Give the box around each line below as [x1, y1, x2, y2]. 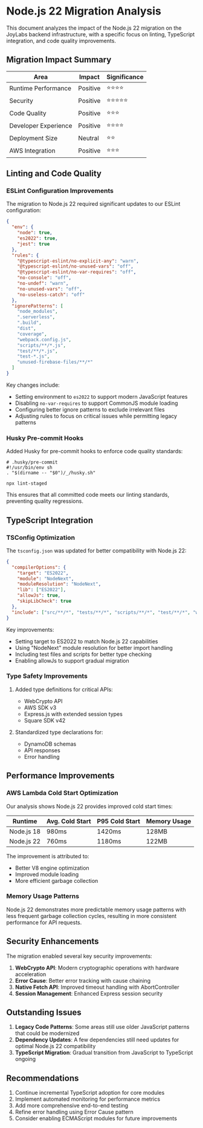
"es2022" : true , [17, 235, 59, 241]
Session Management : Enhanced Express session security [14, 989, 163, 997]
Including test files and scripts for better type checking [14, 651, 152, 658]
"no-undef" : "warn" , [17, 280, 69, 287]
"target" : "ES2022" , [17, 570, 69, 576]
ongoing [14, 1055, 36, 1063]
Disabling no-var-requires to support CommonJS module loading [14, 399, 178, 407]
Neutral [78, 134, 100, 143]
